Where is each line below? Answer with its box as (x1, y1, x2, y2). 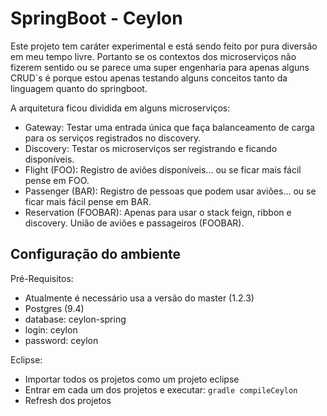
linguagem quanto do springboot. (10, 82, 148, 94)
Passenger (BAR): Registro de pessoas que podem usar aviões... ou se (24, 185, 317, 197)
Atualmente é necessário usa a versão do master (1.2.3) (24, 292, 255, 304)
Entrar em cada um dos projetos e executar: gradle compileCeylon (24, 383, 298, 396)
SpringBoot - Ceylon (10, 7, 183, 30)
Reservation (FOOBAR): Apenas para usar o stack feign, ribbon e (24, 206, 292, 218)
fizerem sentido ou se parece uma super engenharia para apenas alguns (10, 61, 310, 73)
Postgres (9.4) (24, 302, 85, 314)
